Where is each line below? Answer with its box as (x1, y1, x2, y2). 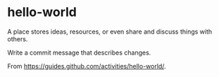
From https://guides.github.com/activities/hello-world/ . (7, 62, 167, 70)
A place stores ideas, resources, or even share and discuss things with (7, 27, 213, 36)
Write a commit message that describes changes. (7, 48, 151, 57)
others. (7, 34, 28, 43)
